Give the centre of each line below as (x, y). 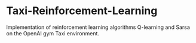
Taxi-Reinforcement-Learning (82, 11)
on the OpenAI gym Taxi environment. (53, 33)
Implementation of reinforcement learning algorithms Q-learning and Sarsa (98, 27)
